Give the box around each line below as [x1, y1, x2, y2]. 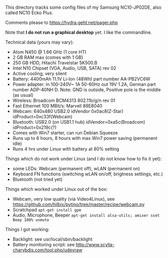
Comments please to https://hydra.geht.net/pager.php [5, 20, 118, 25]
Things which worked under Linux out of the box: [5, 186, 108, 192]
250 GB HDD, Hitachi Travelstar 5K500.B [12, 60, 98, 65]
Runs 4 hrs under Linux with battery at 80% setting [12, 146, 119, 152]
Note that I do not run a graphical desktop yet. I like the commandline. [5, 29, 152, 35]
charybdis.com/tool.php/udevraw [12, 247, 82, 253]
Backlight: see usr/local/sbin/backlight [12, 236, 93, 242]
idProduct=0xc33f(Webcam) [12, 114, 72, 120]
